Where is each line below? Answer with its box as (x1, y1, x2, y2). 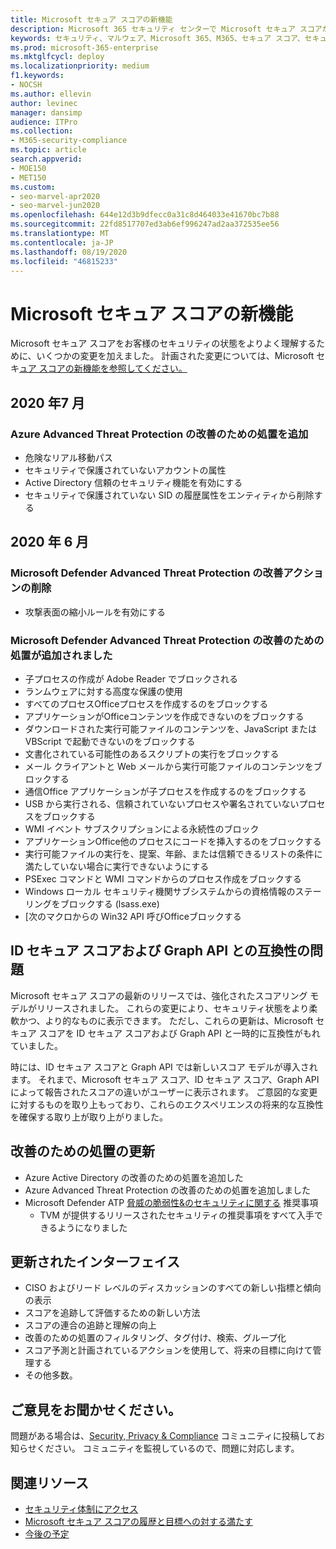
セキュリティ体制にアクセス (24, 1503, 139, 1515)
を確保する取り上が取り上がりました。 (10, 1111, 168, 1123)
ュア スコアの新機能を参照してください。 (19, 362, 188, 375)
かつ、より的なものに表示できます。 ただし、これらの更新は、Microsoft (18, 1014, 314, 1026)
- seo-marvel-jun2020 (10, 201, 101, 211)
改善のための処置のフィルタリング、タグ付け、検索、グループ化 (24, 1332, 287, 1344)
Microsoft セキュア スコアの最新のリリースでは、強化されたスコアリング (10, 989, 308, 1001)
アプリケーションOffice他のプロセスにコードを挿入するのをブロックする (24, 835, 322, 847)
